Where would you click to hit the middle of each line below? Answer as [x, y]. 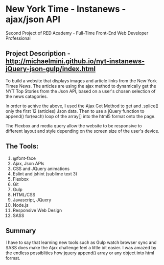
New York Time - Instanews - [66, 9]
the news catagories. [27, 96]
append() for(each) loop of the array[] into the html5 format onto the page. [81, 116]
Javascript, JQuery [32, 200]
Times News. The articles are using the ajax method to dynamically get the [81, 86]
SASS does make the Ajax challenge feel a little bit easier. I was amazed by [81, 248]
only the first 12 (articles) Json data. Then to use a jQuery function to [75, 111]
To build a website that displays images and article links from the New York [81, 81]
